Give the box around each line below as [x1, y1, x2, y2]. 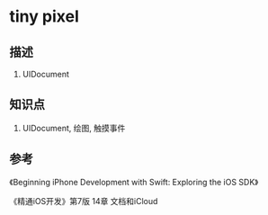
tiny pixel [9, 6, 79, 27]
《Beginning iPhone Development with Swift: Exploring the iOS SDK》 [9, 176, 259, 187]
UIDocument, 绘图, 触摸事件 [22, 122, 126, 133]
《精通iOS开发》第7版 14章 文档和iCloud [9, 195, 158, 206]
